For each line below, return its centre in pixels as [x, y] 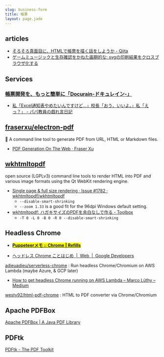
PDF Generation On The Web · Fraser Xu [53, 149]
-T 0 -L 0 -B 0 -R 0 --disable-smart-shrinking [69, 218]
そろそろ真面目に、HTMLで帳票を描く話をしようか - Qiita [70, 51]
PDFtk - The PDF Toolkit [29, 349]
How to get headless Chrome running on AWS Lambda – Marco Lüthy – [84, 280]
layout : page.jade [24, 19]
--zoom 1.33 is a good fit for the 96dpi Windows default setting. [83, 206]
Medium [21, 285]
